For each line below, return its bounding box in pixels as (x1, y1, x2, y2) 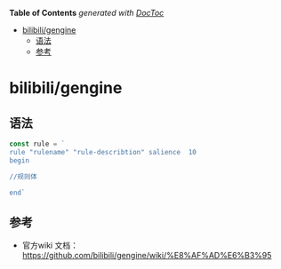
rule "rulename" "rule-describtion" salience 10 (9, 147, 197, 156)
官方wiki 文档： (21, 240, 78, 251)
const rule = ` (9, 139, 66, 148)
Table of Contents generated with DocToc (9, 8, 165, 18)
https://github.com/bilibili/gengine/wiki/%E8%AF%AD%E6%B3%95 (21, 250, 272, 261)
